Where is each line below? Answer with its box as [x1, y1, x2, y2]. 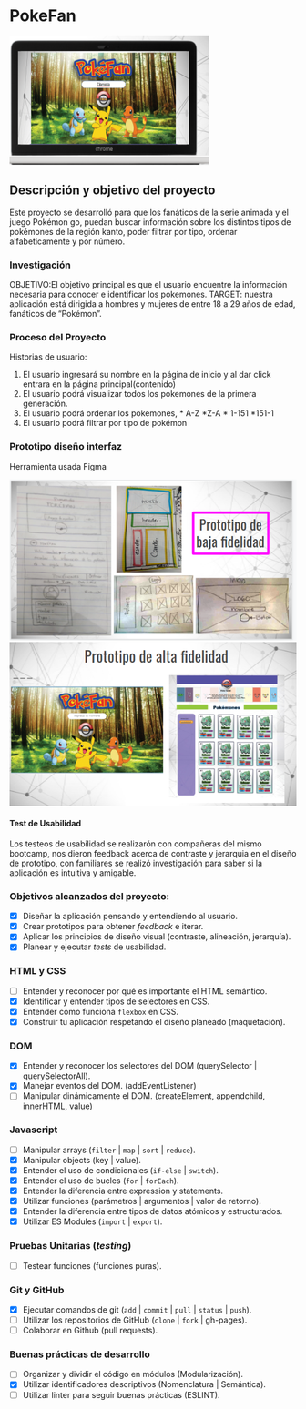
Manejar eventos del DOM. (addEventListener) [22, 1080, 198, 1091]
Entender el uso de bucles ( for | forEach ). [22, 1175, 179, 1186]
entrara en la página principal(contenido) [22, 379, 176, 390]
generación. [22, 398, 68, 410]
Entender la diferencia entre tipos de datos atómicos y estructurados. [22, 1206, 283, 1217]
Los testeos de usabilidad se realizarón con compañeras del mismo [9, 838, 262, 849]
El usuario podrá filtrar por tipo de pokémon [22, 418, 188, 429]
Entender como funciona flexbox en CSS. [22, 1006, 179, 1017]
